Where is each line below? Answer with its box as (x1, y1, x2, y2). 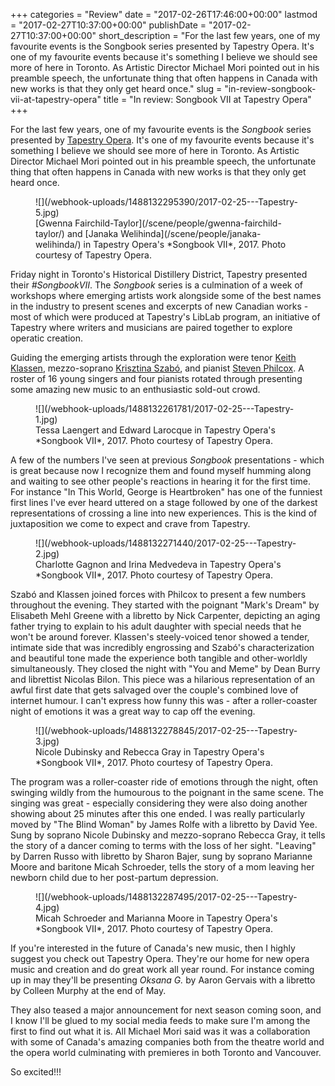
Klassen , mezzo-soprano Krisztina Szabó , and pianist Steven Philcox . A (10, 362, 305, 374)
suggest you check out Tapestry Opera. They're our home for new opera (10, 953, 310, 964)
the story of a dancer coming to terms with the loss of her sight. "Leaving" (10, 840, 317, 851)
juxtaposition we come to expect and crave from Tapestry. (10, 518, 251, 529)
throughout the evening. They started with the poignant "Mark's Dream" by (10, 599, 320, 611)
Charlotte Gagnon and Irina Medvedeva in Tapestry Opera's (35, 559, 282, 570)
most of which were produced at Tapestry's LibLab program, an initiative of (10, 311, 321, 323)
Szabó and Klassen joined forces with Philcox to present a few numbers (10, 589, 307, 600)
